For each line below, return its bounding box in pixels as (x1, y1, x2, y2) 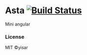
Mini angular (5, 21, 30, 27)
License (5, 33, 25, 40)
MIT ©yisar (5, 45, 28, 51)
